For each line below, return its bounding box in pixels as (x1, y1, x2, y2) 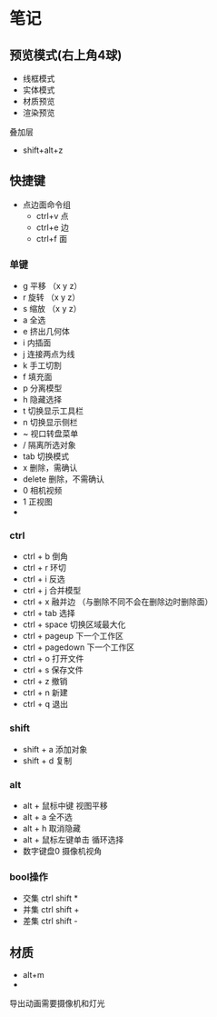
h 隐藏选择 (22, 394, 63, 405)
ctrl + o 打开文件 (22, 653, 84, 664)
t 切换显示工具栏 (22, 405, 84, 416)
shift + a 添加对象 (22, 743, 88, 754)
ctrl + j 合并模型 (22, 585, 82, 596)
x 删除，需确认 (22, 463, 78, 474)
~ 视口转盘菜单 (22, 428, 79, 439)
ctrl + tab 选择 (22, 608, 75, 619)
